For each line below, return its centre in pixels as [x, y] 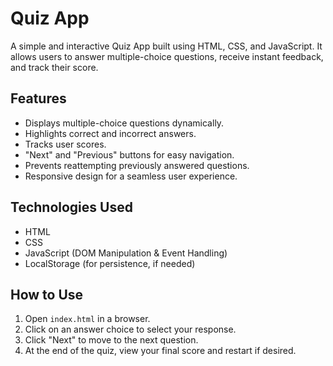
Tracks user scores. [65, 144]
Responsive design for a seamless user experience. [131, 176]
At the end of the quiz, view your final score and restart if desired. [160, 351]
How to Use [47, 294]
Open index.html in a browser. [87, 319]
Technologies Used [71, 207]
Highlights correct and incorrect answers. [110, 133]
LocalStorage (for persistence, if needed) [110, 263]
